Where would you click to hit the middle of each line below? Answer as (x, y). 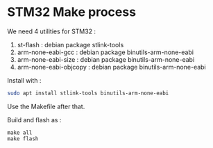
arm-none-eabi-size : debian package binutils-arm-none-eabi (106, 59)
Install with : (24, 80)
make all (20, 133)
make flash (23, 139)
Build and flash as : (34, 120)
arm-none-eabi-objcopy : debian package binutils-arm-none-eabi (111, 67)
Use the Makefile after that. (46, 106)
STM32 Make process (72, 12)
